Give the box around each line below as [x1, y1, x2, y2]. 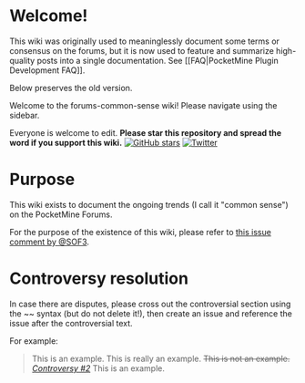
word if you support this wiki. [9, 137, 123, 148]
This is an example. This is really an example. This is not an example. [31, 353, 290, 364]
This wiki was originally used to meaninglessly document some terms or [9, 36, 280, 47]
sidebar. [9, 109, 40, 120]
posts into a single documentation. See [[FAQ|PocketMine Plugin [36, 55, 280, 66]
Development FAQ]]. [9, 65, 86, 76]
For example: [9, 335, 59, 347]
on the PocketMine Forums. [9, 209, 113, 220]
